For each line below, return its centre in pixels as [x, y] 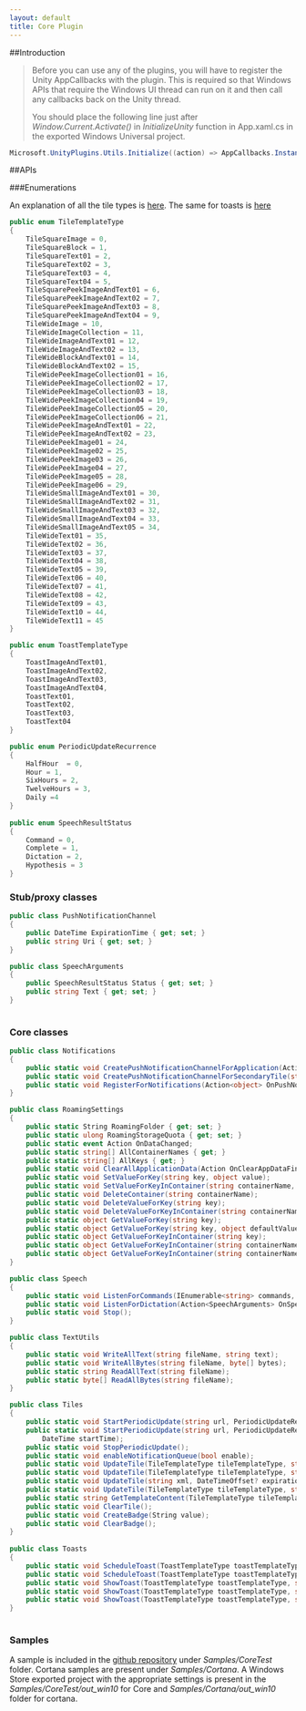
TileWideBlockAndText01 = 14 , [83, 358]
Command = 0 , [51, 840]
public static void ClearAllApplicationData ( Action [126, 1169]
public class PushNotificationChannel [83, 916]
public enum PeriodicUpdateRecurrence [83, 747]
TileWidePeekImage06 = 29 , [77, 485]
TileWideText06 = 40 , [66, 578]
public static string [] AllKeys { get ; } [105, 1160]
